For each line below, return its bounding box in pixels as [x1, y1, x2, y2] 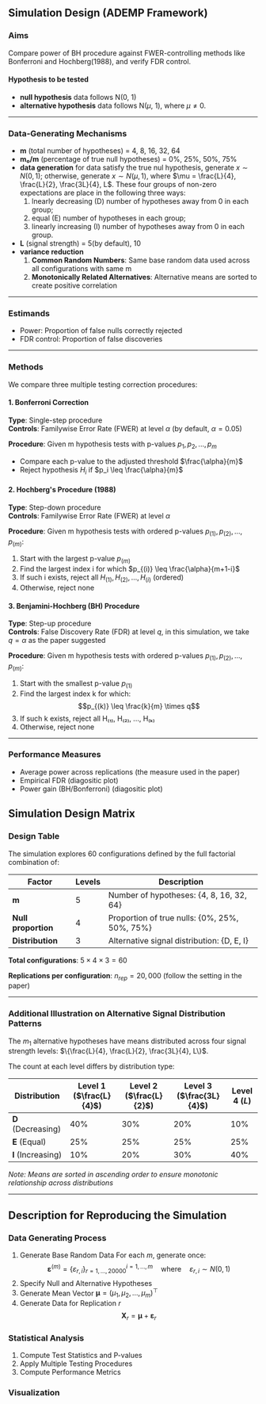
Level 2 [129, 1081, 158, 1092]
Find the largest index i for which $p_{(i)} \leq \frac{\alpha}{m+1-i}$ [19, 564, 240, 574]
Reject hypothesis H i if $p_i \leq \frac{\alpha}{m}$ [19, 465, 184, 476]
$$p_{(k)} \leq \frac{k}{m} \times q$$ [78, 701, 200, 710]
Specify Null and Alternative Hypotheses [19, 1278, 153, 1287]
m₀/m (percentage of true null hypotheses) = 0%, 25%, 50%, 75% [19, 155, 237, 164]
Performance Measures [8, 749, 101, 760]
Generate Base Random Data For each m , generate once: [19, 1250, 207, 1260]
